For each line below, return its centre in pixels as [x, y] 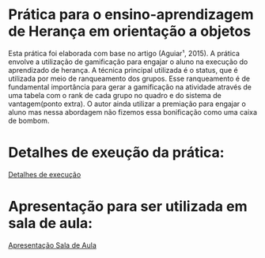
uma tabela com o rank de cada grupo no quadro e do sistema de [115, 95]
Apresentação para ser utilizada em [128, 207]
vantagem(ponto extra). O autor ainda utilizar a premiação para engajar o [127, 104]
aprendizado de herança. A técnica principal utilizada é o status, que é [123, 70]
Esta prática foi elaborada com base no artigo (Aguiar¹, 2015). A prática [124, 53]
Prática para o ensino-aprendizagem [131, 15]
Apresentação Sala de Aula [52, 245]
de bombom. [29, 120]
